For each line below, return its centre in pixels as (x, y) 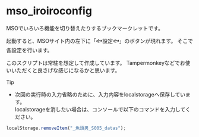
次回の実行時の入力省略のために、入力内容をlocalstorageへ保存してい (100, 94)
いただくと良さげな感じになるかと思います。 (66, 70)
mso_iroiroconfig (49, 11)
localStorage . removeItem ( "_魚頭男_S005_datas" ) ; (66, 128)
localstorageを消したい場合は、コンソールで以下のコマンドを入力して (100, 109)
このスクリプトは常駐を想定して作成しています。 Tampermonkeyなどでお (96, 63)
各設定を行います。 (29, 50)
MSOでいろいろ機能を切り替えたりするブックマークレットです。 (85, 28)
